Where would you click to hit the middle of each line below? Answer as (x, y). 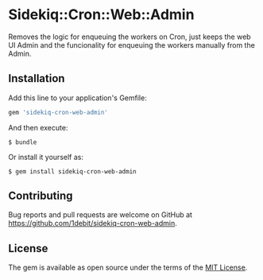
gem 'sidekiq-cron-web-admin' (58, 112)
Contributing (41, 196)
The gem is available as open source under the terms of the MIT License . (128, 267)
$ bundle (23, 142)
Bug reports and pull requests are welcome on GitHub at (101, 215)
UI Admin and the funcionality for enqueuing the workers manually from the (132, 45)
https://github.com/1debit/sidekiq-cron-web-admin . (93, 224)
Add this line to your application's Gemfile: (77, 98)
